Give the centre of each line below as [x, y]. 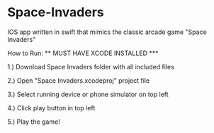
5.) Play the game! [34, 122]
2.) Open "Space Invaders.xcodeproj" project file [79, 80]
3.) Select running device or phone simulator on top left [88, 94]
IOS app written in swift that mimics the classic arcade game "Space [107, 32]
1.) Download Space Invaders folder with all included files [91, 66]
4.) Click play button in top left [51, 108]
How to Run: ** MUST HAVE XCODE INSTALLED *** [83, 53]
